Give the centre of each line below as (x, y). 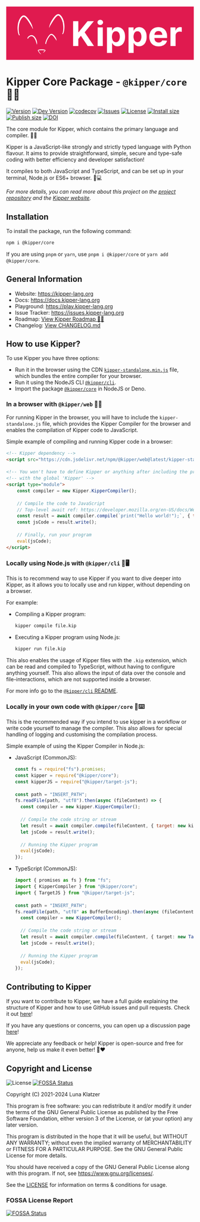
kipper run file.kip (40, 649)
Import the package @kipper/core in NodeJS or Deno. (80, 389)
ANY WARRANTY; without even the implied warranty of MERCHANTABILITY (99, 1143)
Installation (27, 217)
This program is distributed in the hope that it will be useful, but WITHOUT (97, 1136)
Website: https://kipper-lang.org (54, 293)
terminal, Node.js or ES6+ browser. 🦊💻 (54, 178)
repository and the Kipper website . (49, 198)
